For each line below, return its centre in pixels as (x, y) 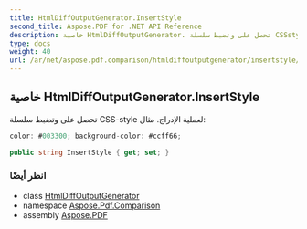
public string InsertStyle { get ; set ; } (90, 152)
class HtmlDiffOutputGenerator (81, 195)
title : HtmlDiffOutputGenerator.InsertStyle (95, 18)
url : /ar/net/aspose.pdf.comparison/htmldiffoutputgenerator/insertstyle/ (155, 60)
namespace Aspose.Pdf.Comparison (91, 205)
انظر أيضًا (28, 176)
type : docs (30, 43)
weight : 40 (30, 52)
